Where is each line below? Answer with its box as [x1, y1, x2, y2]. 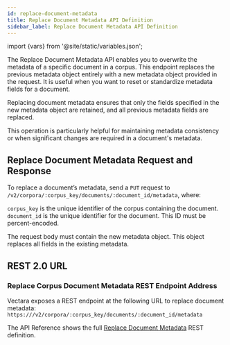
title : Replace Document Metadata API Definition [7, 17, 154, 24]
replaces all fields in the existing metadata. [7, 240, 130, 249]
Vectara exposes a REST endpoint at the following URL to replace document [7, 296, 224, 305]
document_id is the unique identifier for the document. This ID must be [7, 212, 206, 220]
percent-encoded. [7, 219, 60, 228]
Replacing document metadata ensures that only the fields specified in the [7, 99, 220, 107]
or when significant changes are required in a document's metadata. [7, 134, 203, 142]
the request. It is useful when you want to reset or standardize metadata [7, 78, 213, 86]
